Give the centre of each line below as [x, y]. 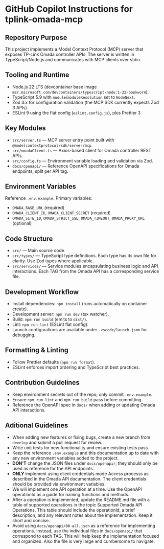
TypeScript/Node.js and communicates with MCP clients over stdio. [73, 59]
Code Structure [29, 239]
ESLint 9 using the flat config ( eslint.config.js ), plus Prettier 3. [77, 113]
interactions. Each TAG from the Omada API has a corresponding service [85, 271]
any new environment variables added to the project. [65, 458]
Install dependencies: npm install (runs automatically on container [80, 304]
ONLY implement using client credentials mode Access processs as [80, 474]
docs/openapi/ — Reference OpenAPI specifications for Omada [76, 166]
